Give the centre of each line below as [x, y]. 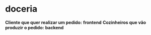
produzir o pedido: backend [34, 27]
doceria [21, 9]
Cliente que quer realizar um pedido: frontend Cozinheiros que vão [76, 22]
